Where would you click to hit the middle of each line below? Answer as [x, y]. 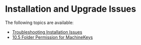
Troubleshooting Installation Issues [47, 32]
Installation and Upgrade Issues [71, 9]
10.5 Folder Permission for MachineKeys [52, 37]
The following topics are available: [40, 22]
